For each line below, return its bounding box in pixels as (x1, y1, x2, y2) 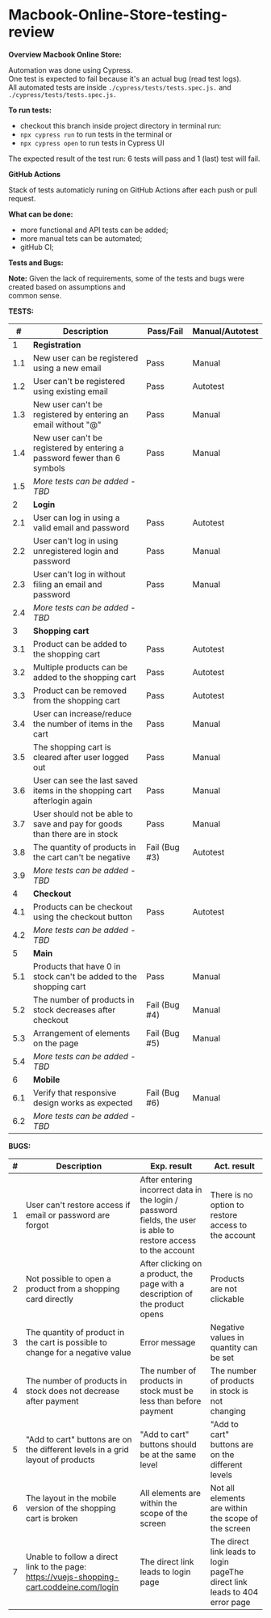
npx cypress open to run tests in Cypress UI (19, 137, 165, 147)
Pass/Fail (147, 325, 184, 336)
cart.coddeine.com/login (25, 1581, 119, 1592)
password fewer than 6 (33, 452, 121, 463)
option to (210, 1199, 244, 1210)
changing (210, 1405, 246, 1417)
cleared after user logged (33, 751, 129, 763)
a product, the (140, 1268, 194, 1279)
